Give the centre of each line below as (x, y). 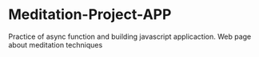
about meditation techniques (56, 44)
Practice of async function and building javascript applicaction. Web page (130, 36)
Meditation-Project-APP (90, 15)
